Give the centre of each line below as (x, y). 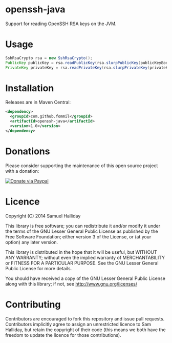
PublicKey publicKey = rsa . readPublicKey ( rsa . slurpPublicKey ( (73, 63)
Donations (28, 151)
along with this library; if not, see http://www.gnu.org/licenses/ (71, 284)
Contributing (33, 304)
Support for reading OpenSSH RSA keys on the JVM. (61, 24)
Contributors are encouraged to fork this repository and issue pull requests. (85, 318)
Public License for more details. (39, 268)
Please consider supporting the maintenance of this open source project (82, 166)
